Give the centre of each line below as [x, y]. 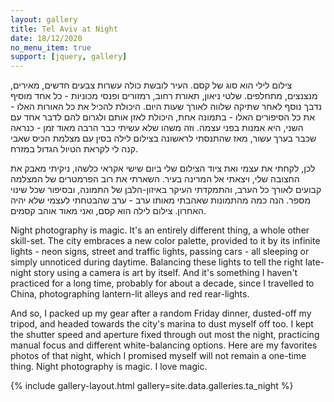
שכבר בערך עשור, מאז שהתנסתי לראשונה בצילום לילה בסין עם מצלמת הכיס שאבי [163, 138]
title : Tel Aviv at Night [64, 29]
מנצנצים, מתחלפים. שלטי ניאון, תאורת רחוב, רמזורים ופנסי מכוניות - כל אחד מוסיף [164, 96]
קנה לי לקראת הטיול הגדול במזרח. [74, 149]
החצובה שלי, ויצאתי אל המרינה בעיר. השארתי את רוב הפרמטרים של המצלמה [155, 179]
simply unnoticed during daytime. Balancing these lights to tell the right [156, 262]
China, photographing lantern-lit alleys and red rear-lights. [130, 294]
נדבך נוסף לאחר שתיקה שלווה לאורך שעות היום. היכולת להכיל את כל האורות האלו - [166, 107]
